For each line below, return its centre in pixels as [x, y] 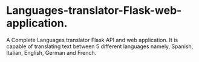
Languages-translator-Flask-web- [94, 11]
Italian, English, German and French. [51, 52]
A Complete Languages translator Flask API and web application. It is [92, 40]
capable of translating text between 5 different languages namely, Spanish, [100, 46]
